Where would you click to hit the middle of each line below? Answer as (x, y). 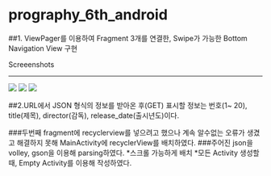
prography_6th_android (88, 15)
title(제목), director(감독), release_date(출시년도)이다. (94, 115)
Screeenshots (31, 64)
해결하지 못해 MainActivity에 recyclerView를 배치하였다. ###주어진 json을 (135, 142)
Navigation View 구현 (43, 48)
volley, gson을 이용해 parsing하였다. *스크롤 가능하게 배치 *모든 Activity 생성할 (134, 153)
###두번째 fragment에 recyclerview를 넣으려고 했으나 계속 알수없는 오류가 (127, 132)
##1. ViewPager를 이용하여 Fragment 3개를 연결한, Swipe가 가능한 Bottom (128, 38)
